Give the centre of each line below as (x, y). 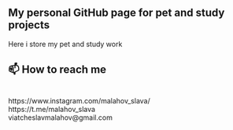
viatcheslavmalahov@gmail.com (60, 117)
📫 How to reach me (57, 70)
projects (29, 25)
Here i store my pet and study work (65, 44)
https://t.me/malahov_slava (52, 109)
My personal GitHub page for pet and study (116, 13)
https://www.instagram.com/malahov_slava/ (80, 100)
